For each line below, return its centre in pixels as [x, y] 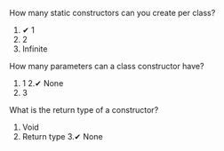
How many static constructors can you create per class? [112, 13]
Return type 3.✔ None [63, 136]
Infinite [35, 49]
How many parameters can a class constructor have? [107, 66]
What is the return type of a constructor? [84, 110]
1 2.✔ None [43, 83]
